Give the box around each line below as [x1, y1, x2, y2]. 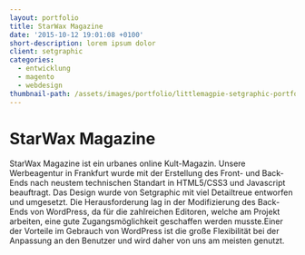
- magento [17, 73, 54, 82]
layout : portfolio [9, 13, 79, 23]
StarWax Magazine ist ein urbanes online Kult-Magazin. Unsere [9, 158, 247, 169]
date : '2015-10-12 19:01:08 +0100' [9, 30, 144, 39]
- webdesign [17, 81, 64, 90]
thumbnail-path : [9, 89, 71, 98]
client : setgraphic [9, 47, 84, 56]
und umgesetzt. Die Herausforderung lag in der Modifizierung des [9, 197, 256, 208]
